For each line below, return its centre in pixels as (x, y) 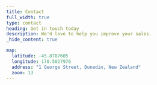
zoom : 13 (23, 72)
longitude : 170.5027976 (41, 61)
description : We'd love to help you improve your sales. (79, 34)
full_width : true (28, 17)
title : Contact (25, 12)
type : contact (24, 23)
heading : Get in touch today (43, 28)
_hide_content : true (32, 40)
